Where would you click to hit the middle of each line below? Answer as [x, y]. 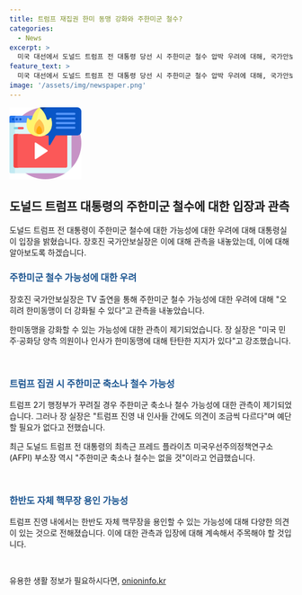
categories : [31, 28]
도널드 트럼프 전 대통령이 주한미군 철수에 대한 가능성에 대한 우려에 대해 [133, 230]
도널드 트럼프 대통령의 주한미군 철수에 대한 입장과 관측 [150, 207]
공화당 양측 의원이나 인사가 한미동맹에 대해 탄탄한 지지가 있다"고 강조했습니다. [155, 341]
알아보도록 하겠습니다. [48, 253]
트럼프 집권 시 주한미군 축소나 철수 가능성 [92, 384]
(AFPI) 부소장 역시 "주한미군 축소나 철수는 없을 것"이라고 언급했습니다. [133, 457]
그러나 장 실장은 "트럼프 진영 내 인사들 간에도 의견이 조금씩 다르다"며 [155, 416]
